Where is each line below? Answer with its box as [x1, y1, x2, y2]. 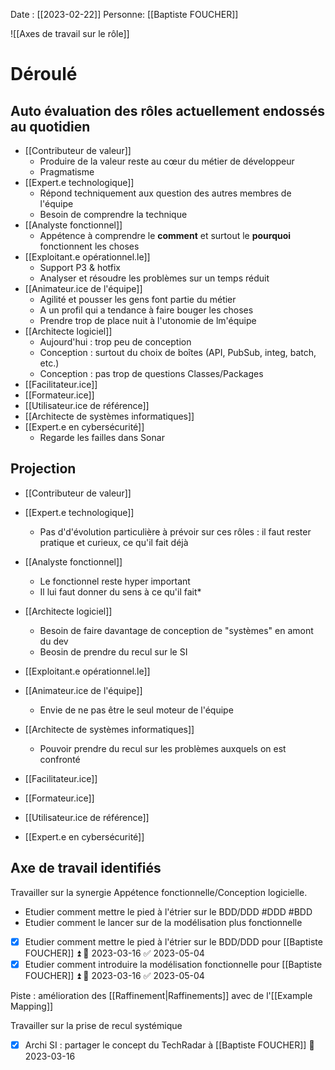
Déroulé [10, 63, 78, 86]
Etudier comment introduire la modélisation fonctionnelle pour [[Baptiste [24, 958, 323, 970]
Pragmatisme [39, 166, 95, 178]
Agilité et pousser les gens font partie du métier [39, 294, 237, 305]
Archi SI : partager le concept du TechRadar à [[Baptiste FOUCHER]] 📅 [24, 1039, 315, 1051]
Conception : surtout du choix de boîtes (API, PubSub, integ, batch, [39, 347, 317, 358]
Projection [10, 460, 77, 478]
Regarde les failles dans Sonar [39, 432, 165, 443]
